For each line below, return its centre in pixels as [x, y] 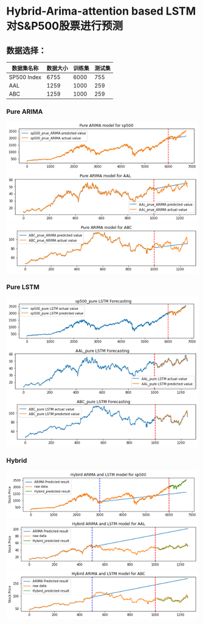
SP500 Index [25, 77]
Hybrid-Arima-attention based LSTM [101, 11]
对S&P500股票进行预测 [65, 26]
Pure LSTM [23, 287]
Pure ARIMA [25, 111]
